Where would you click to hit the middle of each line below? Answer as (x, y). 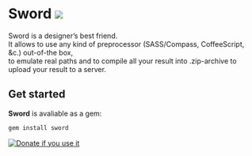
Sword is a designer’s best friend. (63, 36)
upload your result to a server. (57, 69)
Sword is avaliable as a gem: (55, 113)
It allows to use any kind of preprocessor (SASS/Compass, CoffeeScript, (126, 44)
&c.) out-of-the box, (41, 52)
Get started (37, 95)
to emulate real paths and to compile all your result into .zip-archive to (122, 61)
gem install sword (38, 127)
